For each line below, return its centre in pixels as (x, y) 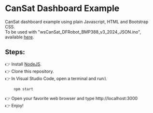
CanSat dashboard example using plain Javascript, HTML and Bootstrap (77, 22)
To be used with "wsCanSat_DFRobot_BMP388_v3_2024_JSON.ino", (73, 32)
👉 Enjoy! (14, 105)
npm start (24, 89)
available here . (20, 37)
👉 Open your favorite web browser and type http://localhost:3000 (71, 98)
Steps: (15, 52)
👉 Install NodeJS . (23, 64)
